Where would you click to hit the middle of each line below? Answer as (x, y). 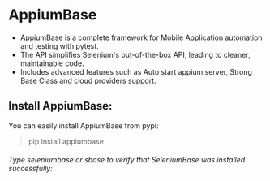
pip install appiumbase (66, 141)
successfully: (30, 169)
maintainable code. (52, 63)
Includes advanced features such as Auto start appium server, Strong (136, 71)
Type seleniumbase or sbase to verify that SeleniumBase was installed (127, 160)
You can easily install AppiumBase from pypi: (84, 125)
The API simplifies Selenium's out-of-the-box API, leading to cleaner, (135, 54)
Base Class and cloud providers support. (88, 80)
